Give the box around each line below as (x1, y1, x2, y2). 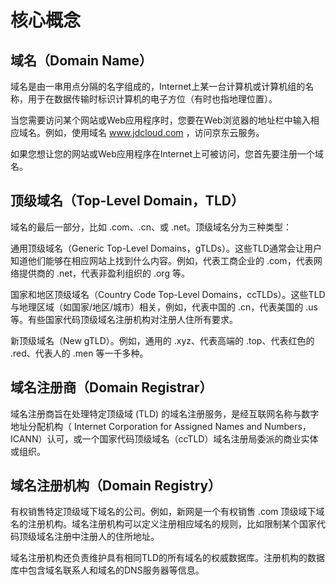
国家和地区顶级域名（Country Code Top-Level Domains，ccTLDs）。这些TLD (10, 288, 326, 300)
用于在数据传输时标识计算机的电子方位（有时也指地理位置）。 (27, 93, 278, 105)
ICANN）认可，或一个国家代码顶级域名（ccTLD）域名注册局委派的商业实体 (10, 432, 319, 445)
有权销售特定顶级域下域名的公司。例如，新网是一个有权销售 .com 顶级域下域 (10, 506, 325, 518)
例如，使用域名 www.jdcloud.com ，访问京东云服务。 (44, 127, 265, 138)
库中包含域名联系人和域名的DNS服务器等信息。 (10, 564, 205, 576)
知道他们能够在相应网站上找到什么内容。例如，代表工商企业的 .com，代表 (10, 254, 314, 266)
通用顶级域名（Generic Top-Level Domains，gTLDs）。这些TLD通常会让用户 (10, 242, 323, 254)
